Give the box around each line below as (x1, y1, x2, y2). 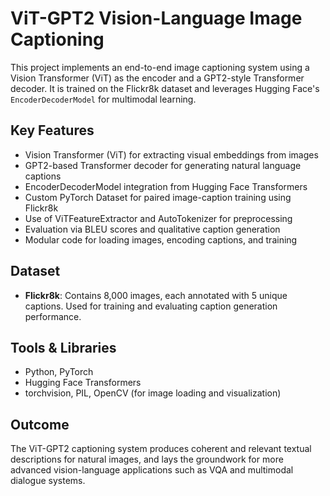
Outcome (10, 416, 70, 433)
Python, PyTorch (24, 366, 94, 378)
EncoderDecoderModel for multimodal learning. (10, 93, 197, 105)
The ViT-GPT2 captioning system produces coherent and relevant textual (10, 443, 312, 455)
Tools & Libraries (10, 339, 117, 356)
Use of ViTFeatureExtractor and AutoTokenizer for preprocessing (24, 212, 293, 224)
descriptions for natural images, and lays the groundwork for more (10, 453, 284, 466)
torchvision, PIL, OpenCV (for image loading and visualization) (24, 387, 282, 399)
